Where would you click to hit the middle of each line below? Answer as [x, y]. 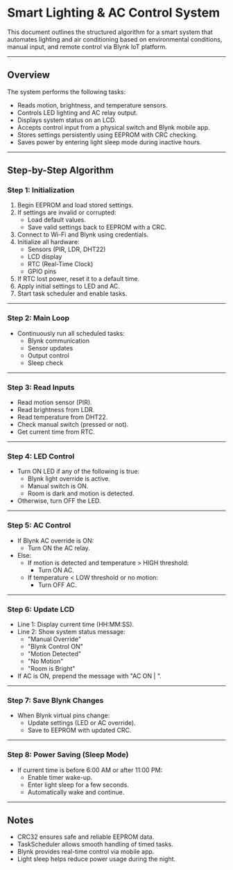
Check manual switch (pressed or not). [73, 425]
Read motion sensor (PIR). [54, 402]
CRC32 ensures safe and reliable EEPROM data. [86, 837]
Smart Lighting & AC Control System [114, 13]
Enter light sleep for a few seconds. [78, 785]
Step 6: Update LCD [41, 609]
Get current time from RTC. [56, 432]
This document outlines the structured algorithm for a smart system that [110, 32]
